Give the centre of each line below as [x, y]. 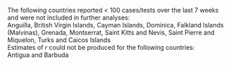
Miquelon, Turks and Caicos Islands [59, 40]
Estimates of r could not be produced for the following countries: [101, 47]
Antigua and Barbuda [38, 55]
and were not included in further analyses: [69, 18]
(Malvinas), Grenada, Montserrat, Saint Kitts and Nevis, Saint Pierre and [111, 32]
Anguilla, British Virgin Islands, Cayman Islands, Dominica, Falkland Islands [115, 25]
